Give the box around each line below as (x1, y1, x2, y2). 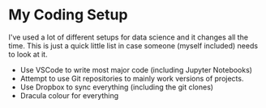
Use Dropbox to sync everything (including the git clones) (19, 82, 213, 92)
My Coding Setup (8, 6, 128, 24)
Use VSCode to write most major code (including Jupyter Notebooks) (19, 64, 253, 74)
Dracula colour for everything (19, 90, 119, 100)
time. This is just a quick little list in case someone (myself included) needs (8, 40, 258, 50)
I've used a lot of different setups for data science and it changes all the (8, 32, 249, 42)
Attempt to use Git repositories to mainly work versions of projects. (19, 73, 244, 83)
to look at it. (8, 49, 48, 59)
